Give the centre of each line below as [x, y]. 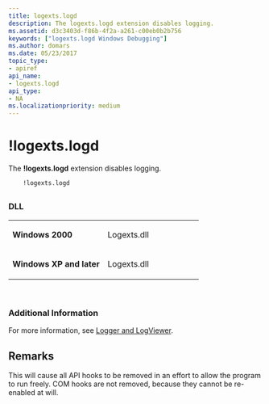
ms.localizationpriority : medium [64, 106]
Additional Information [54, 313]
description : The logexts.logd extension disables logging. [112, 23]
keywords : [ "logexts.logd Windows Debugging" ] [88, 38]
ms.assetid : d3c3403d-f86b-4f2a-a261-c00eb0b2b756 [95, 31]
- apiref [23, 69]
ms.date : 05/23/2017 [43, 53]
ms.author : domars [39, 46]
